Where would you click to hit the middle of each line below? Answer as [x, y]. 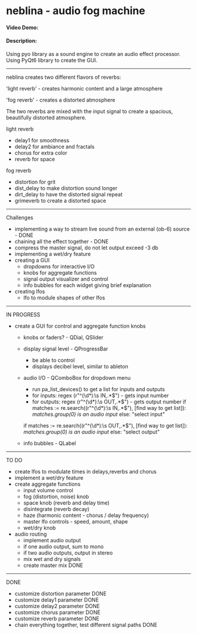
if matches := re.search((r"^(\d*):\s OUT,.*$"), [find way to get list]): [105, 425]
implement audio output [52, 540]
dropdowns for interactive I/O [59, 266]
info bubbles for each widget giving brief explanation [87, 285]
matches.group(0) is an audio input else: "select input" [98, 414]
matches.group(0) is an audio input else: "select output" [91, 432]
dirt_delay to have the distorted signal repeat [69, 194]
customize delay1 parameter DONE [57, 600]
